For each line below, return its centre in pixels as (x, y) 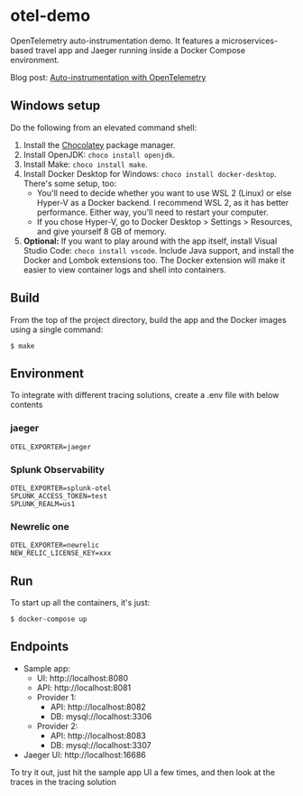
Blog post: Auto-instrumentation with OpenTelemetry (108, 77)
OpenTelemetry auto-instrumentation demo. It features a (115, 41)
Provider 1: (56, 697)
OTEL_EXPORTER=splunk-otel (61, 488)
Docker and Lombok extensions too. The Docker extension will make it (154, 260)
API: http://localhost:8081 (84, 688)
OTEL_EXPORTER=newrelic (55, 546)
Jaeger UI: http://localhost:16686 (85, 754)
